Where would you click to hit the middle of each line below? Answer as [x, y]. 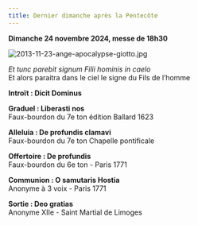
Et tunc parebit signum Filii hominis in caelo [80, 69]
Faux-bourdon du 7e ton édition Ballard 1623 [81, 117]
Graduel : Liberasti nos [47, 108]
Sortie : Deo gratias [41, 204]
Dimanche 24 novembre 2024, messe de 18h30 [88, 38]
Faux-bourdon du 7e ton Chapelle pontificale [82, 141]
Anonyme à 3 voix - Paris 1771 [57, 188]
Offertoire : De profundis [50, 156]
